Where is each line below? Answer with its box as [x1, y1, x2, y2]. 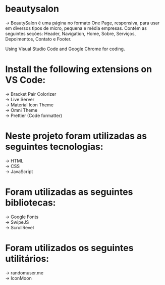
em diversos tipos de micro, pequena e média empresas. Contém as [5, 25, 147, 31]
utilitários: [5, 253, 49, 264]
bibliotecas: [5, 197, 56, 208]
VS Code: [5, 74, 46, 86]
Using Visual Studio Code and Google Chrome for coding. [5, 46, 125, 52]
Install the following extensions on [5, 64, 152, 75]
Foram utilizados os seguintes [5, 242, 134, 254]
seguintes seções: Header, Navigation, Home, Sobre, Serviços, [5, 30, 136, 36]
